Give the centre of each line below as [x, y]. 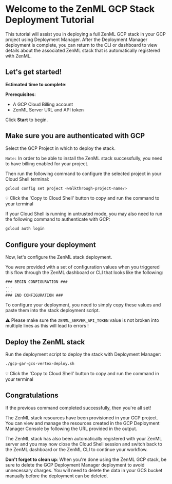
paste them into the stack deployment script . [53, 311]
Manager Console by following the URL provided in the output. [71, 429]
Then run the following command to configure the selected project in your [83, 173]
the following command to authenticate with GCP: [58, 219]
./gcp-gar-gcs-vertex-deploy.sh [40, 363]
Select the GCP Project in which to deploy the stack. [61, 148]
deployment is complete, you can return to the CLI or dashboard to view [81, 45]
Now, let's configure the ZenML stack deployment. [59, 257]
